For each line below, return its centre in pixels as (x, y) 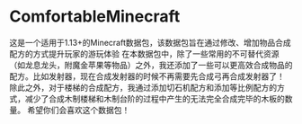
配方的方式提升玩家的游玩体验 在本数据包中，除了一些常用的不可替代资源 (144, 53)
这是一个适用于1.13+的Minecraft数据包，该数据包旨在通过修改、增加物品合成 (151, 42)
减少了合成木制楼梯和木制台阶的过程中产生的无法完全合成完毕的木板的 (155, 98)
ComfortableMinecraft (95, 17)
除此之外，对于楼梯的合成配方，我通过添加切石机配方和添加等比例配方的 (143, 87)
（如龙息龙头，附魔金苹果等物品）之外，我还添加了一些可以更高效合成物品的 (151, 65)
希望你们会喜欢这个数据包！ (78, 110)
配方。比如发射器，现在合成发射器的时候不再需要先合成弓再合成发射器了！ (147, 76)
